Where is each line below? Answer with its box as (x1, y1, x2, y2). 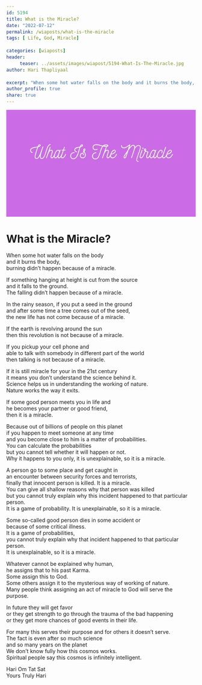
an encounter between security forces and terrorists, (6, 473, 137, 480)
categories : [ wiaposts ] (6, 48, 66, 54)
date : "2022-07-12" (6, 22, 55, 28)
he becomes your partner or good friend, (6, 405, 108, 412)
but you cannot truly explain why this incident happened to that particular (6, 492, 188, 500)
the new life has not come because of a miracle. (6, 314, 125, 321)
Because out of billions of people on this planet (6, 423, 123, 430)
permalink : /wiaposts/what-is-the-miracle (6, 29, 114, 35)
